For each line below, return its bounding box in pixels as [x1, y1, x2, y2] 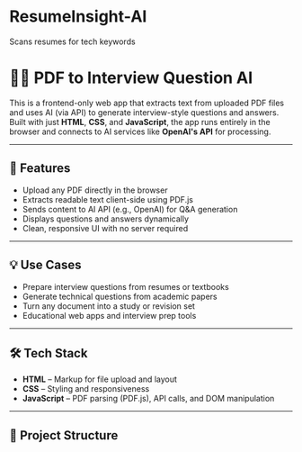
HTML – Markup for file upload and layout [22, 374, 178, 384]
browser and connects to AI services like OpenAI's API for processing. [9, 126, 271, 137]
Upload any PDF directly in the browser [22, 185, 168, 195]
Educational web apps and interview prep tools [22, 310, 197, 321]
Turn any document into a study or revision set [22, 300, 196, 312]
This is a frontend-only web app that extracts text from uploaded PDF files [9, 97, 285, 108]
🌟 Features [9, 160, 71, 176]
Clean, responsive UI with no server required [22, 222, 189, 233]
